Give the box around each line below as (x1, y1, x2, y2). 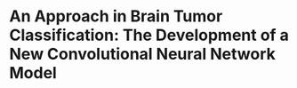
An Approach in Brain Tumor (9, 6, 223, 27)
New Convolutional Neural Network (9, 44, 276, 64)
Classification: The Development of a (9, 25, 289, 45)
